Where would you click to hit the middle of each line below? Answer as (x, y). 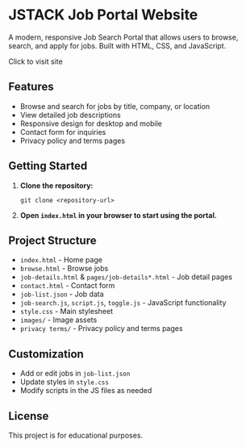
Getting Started (48, 166)
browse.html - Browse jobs (64, 269)
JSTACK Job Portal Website (103, 15)
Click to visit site (35, 61)
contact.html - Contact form (67, 286)
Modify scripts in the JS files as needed (86, 391)
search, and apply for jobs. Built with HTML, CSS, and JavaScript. (117, 45)
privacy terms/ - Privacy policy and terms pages (101, 329)
